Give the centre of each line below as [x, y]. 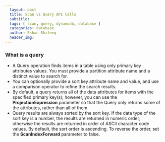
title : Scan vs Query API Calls [43, 14]
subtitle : [20, 19]
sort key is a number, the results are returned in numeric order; [76, 118]
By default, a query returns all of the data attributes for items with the [83, 92]
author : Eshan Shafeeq [33, 33]
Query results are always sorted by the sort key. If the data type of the [84, 113]
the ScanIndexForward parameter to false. [56, 134]
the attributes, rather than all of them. [51, 108]
